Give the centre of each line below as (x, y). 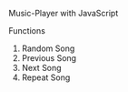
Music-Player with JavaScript (64, 13)
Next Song (41, 68)
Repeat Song (46, 77)
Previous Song (49, 58)
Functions (27, 31)
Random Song (48, 48)
